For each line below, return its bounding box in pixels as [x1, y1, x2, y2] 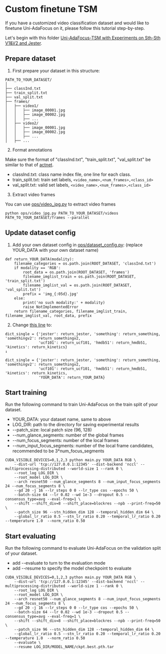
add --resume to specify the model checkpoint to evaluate [12, 565, 132, 572]
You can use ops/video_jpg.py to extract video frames [5, 201, 116, 207]
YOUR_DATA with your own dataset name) [12, 247, 99, 253]
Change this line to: [12, 322, 52, 328]
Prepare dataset [5, 55, 56, 63]
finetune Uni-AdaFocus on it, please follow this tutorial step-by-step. [5, 25, 145, 31]
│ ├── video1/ [5, 103, 39, 108]
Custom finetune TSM [5, 3, 98, 15]
